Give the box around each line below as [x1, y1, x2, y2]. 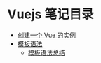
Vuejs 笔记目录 [7, 6, 94, 22]
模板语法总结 [27, 48, 65, 57]
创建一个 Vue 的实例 [17, 31, 76, 39]
